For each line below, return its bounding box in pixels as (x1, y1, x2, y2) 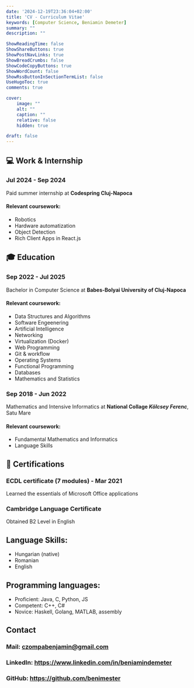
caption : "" (16, 112, 46, 117)
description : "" (6, 31, 46, 36)
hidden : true (16, 123, 49, 129)
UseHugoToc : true (6, 79, 49, 85)
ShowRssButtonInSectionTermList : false (6, 74, 103, 80)
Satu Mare (6, 409, 31, 417)
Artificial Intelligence (14, 325, 64, 332)
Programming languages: (6, 580, 101, 590)
